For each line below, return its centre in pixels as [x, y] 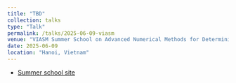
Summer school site [46, 72]
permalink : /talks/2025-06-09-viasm [61, 33]
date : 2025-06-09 [33, 46]
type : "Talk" [26, 27]
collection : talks [34, 20]
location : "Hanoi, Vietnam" [48, 53]
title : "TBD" [26, 14]
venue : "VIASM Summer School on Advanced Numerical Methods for [103, 40]
